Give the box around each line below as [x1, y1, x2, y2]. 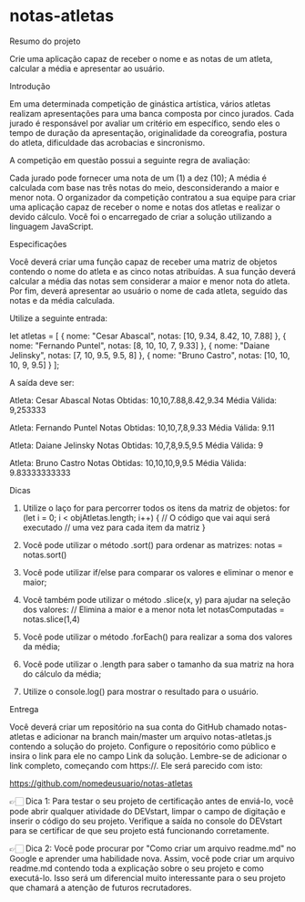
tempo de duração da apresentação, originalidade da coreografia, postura [9, 127, 288, 138]
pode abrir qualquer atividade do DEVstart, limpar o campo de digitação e [9, 805, 286, 816]
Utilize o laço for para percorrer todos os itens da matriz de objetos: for [22, 503, 290, 513]
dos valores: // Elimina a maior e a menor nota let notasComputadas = [22, 604, 285, 615]
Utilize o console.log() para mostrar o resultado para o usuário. [22, 686, 259, 697]
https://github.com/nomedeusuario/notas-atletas [9, 777, 193, 789]
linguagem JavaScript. [9, 221, 94, 232]
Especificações [9, 238, 67, 249]
